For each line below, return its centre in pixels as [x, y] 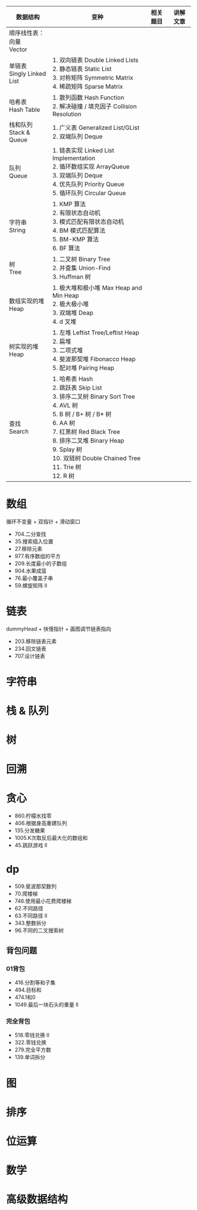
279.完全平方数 [33, 1050]
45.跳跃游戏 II [31, 845]
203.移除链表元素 [35, 641]
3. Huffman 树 [72, 277]
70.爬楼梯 [26, 893]
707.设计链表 [30, 656]
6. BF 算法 [66, 248]
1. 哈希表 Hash [73, 379]
